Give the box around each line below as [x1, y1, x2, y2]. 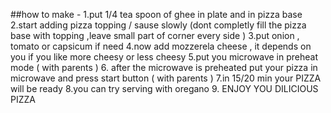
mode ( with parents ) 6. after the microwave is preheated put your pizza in [10, 62, 318, 73]
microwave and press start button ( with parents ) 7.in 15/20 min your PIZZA [10, 72, 322, 84]
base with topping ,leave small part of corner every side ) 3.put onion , [10, 30, 300, 41]
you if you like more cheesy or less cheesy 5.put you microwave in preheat [10, 51, 318, 63]
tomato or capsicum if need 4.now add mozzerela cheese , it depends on [10, 40, 312, 52]
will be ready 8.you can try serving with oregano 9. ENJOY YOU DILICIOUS [10, 83, 319, 94]
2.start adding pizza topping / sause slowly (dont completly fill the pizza [10, 19, 307, 31]
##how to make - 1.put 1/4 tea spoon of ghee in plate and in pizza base [10, 9, 303, 20]
